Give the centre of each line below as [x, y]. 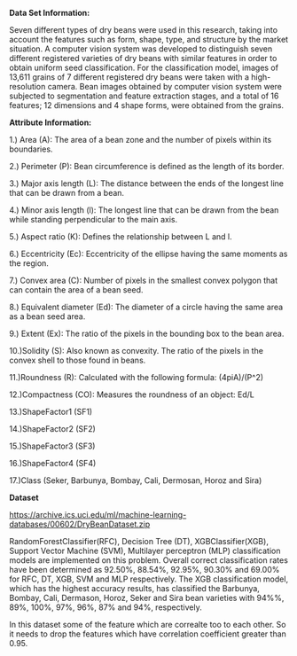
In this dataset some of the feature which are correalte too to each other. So [148, 625]
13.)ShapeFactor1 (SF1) [51, 412]
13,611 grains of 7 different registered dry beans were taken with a [129, 77]
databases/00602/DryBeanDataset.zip [80, 524]
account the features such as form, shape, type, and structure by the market [149, 39]
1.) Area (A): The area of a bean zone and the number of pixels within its [141, 140]
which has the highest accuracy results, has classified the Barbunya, [134, 588]
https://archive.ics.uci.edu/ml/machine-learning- [98, 515]
